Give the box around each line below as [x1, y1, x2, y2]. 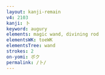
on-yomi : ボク [6, 54, 41, 60]
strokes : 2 [6, 48, 34, 54]
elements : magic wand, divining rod [6, 31, 99, 37]
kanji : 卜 [6, 20, 30, 26]
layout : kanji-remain [6, 8, 61, 15]
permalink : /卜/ [6, 59, 47, 65]
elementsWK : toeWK [6, 37, 53, 43]
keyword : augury [6, 25, 47, 32]
